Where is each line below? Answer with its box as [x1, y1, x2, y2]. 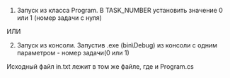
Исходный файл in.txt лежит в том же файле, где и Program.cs [6, 62, 194, 70]
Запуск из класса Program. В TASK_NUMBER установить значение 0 [16, 6, 224, 14]
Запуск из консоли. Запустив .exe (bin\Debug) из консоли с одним [16, 41, 217, 49]
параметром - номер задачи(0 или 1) [16, 49, 130, 57]
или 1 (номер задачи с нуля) [16, 13, 102, 22]
